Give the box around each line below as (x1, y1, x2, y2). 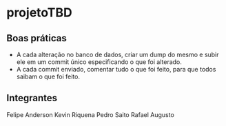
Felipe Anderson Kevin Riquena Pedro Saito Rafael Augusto (6, 110, 175, 118)
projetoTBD (6, 5, 73, 21)
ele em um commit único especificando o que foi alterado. (16, 58, 182, 66)
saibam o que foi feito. (16, 72, 81, 81)
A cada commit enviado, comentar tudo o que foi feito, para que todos (16, 65, 216, 73)
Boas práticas (6, 32, 67, 44)
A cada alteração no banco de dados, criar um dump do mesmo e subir (16, 50, 219, 59)
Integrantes (6, 92, 58, 104)
